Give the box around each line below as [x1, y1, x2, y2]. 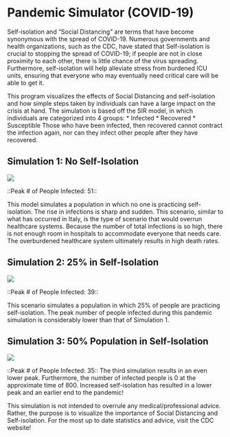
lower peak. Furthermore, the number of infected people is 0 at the [7, 374, 196, 382]
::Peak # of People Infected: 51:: [7, 187, 97, 195]
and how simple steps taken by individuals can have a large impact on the [7, 99, 216, 107]
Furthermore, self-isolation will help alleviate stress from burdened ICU [7, 64, 207, 72]
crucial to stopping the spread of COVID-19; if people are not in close [7, 49, 203, 58]
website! [7, 424, 32, 432]
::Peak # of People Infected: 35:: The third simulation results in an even [7, 366, 207, 375]
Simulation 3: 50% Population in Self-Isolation [7, 335, 209, 347]
